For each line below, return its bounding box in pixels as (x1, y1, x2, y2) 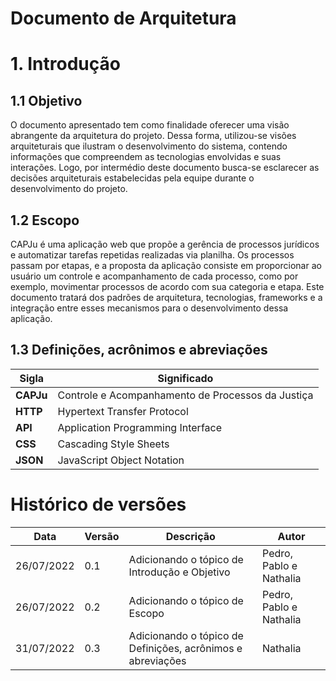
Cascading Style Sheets (57, 437, 170, 451)
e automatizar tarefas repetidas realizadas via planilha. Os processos (10, 249, 295, 261)
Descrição (165, 529, 216, 543)
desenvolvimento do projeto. (10, 183, 128, 195)
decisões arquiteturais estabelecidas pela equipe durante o (10, 172, 255, 184)
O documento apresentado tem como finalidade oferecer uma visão (10, 119, 290, 131)
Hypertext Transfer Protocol (57, 404, 189, 418)
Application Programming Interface (57, 420, 223, 434)
